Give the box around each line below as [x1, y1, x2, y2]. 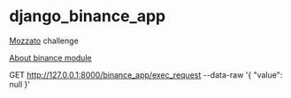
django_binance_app [9, 6, 166, 26]
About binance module [9, 52, 92, 63]
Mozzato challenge [9, 35, 80, 46]
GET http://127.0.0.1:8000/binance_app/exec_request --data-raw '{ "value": [9, 69, 283, 80]
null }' [9, 79, 31, 89]
